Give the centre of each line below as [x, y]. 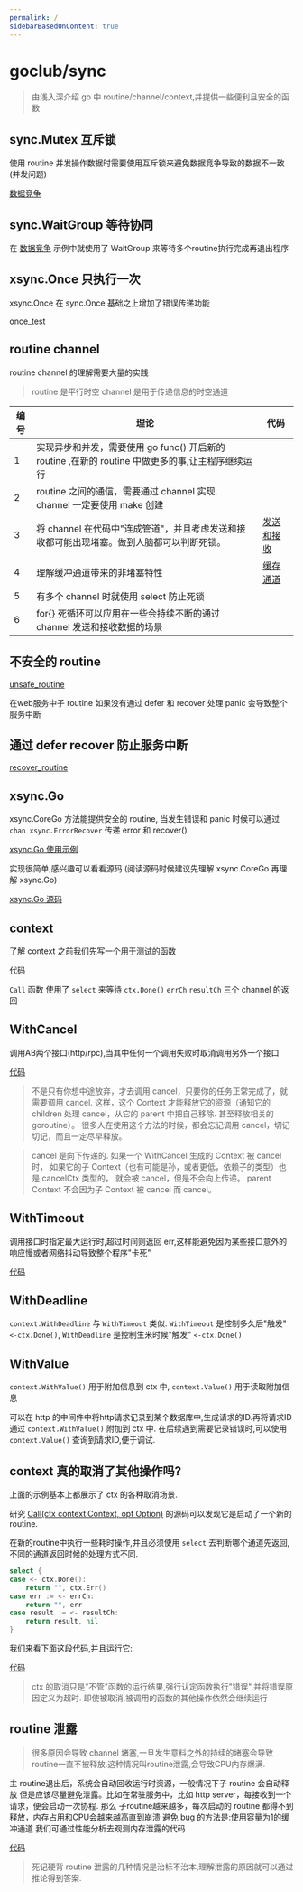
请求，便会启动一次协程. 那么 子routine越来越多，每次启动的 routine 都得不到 [152, 1805]
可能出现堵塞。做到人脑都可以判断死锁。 [140, 541]
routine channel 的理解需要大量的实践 [79, 372]
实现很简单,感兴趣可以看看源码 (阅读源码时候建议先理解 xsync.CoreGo [139, 869]
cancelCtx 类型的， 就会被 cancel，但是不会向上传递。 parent [157, 1178]
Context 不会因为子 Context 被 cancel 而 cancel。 [124, 1189]
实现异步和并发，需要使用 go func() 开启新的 [130, 447]
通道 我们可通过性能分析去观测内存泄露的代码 [101, 1828]
